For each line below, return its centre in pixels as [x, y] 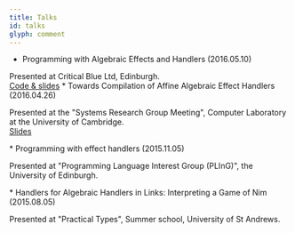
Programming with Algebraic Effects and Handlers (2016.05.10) [137, 60]
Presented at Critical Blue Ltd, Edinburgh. [84, 76]
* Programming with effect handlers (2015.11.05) [97, 149]
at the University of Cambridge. [67, 122]
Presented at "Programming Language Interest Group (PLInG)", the [131, 166]
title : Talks [33, 17]
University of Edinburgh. [54, 175]
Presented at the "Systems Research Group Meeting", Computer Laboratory [148, 113]
